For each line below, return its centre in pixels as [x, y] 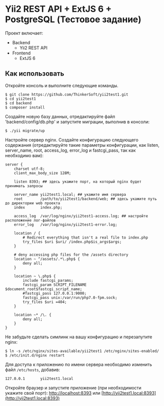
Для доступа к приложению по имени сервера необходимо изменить [79, 364]
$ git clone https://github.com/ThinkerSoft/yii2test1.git [67, 94]
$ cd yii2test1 [21, 99]
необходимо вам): [24, 155]
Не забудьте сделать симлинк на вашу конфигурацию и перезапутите [79, 337]
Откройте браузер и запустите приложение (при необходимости [73, 388]
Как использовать [35, 74]
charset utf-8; [29, 169]
